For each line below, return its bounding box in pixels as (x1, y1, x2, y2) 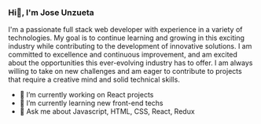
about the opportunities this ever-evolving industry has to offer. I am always (8, 58, 253, 67)
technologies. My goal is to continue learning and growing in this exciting (8, 33, 245, 42)
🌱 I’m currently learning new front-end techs (19, 98, 164, 108)
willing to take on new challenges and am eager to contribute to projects (8, 67, 242, 76)
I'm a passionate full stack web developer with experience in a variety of (8, 25, 243, 35)
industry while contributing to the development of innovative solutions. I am (8, 42, 252, 51)
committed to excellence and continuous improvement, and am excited (8, 50, 238, 60)
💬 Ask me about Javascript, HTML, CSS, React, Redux (19, 107, 195, 116)
